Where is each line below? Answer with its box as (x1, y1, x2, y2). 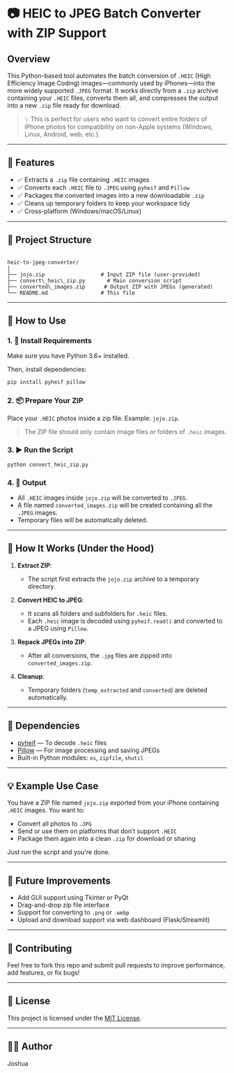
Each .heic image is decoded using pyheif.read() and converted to (27, 617, 223, 625)
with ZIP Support (7, 25, 107, 41)
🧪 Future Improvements (7, 874, 111, 886)
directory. (27, 582, 56, 591)
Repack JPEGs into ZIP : (17, 638, 87, 646)
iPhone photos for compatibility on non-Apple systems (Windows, (24, 123, 214, 131)
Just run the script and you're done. (7, 848, 110, 856)
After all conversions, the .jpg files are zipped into (27, 651, 173, 659)
